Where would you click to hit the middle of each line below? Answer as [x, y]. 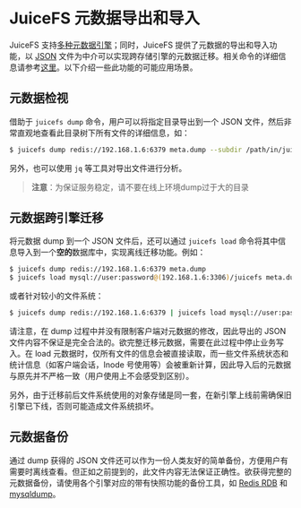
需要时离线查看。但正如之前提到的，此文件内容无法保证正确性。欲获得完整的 [150, 471]
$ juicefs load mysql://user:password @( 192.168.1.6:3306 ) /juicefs [136, 278]
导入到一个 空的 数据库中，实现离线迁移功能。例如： [111, 253]
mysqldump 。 [35, 494]
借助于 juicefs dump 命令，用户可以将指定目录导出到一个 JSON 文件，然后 [146, 121]
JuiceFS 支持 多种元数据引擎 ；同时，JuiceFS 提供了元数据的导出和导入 [140, 45]
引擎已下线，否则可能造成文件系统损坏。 [84, 406]
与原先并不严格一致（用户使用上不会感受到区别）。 [102, 376]
